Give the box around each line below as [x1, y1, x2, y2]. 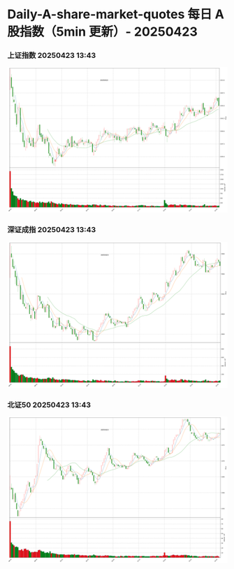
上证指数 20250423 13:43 [7, 50, 96, 60]
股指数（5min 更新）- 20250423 [7, 24, 198, 40]
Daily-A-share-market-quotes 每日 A [7, 6, 225, 22]
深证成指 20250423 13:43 [7, 225, 96, 235]
